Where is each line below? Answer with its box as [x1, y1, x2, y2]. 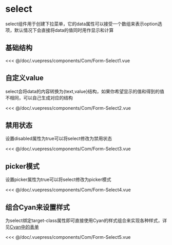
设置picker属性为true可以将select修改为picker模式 [5, 176, 111, 182]
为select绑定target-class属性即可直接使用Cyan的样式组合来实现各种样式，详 [5, 217, 167, 223]
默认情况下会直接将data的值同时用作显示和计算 [14, 27, 114, 33]
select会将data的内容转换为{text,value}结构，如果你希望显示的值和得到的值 [5, 88, 164, 94]
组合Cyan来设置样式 [5, 203, 70, 212]
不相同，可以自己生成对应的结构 [5, 94, 73, 100]
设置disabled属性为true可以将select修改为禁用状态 [5, 135, 112, 141]
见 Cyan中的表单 [5, 224, 40, 230]
